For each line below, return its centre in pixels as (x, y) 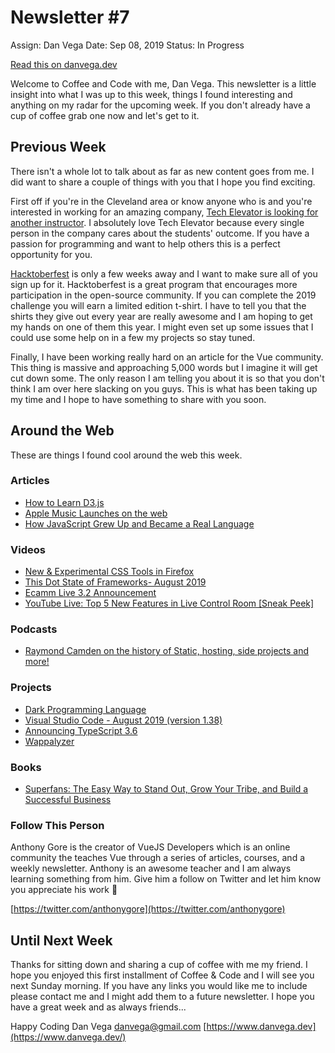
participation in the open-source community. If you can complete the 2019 (163, 295)
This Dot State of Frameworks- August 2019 (115, 582)
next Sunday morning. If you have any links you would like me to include (159, 986)
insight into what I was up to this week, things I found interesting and (151, 94)
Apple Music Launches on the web (96, 513)
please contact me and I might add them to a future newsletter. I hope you (162, 997)
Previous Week (58, 147)
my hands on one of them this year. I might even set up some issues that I (162, 327)
